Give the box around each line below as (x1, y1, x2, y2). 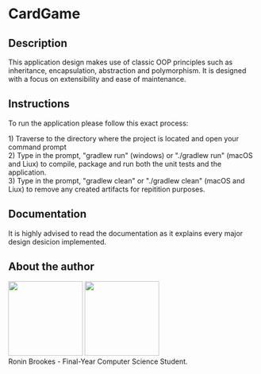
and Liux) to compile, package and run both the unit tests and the (8, 159, 222, 168)
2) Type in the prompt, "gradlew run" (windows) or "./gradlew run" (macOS (8, 150, 253, 160)
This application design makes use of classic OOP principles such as (8, 57, 233, 67)
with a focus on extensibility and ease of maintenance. (8, 75, 186, 83)
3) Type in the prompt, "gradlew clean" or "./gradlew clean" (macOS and (8, 175, 245, 185)
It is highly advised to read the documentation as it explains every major (8, 228, 244, 238)
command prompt (8, 142, 67, 152)
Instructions (8, 97, 70, 111)
